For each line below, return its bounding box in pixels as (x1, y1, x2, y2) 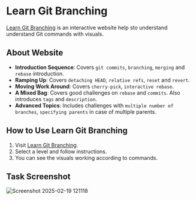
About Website (6, 48, 64, 58)
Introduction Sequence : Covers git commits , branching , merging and (14, 63, 185, 71)
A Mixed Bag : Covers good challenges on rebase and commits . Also (14, 89, 181, 96)
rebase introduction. (14, 70, 64, 77)
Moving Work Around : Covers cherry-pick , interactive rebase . (14, 83, 174, 90)
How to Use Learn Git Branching (6, 126, 128, 136)
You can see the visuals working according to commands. (14, 154, 158, 161)
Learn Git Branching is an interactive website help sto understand (6, 24, 168, 31)
